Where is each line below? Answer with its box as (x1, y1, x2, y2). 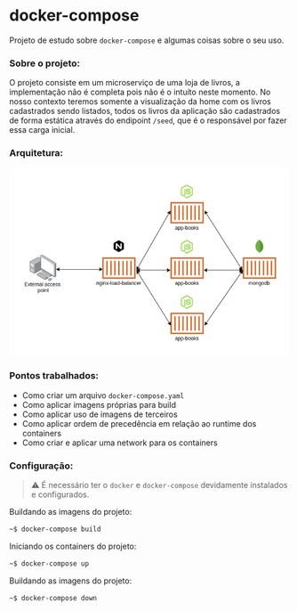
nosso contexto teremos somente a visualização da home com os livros (9, 96, 271, 107)
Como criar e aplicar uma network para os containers (21, 437, 218, 448)
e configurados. (30, 489, 90, 500)
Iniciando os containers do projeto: (9, 541, 137, 551)
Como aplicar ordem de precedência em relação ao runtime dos (21, 418, 257, 428)
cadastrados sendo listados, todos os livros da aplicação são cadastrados (9, 106, 281, 117)
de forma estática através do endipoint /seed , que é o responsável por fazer (9, 115, 287, 126)
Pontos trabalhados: (9, 370, 100, 382)
